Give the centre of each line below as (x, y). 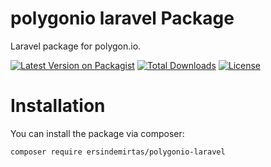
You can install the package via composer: (97, 133)
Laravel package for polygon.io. (76, 46)
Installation (58, 106)
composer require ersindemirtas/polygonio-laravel (118, 152)
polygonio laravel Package (122, 18)
